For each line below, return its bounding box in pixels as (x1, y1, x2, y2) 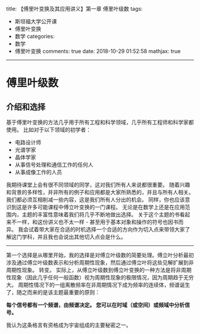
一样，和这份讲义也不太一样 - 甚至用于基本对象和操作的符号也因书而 (16, 218, 184, 225)
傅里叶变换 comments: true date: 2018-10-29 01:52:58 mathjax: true (14, 48, 181, 55)
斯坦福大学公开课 (14, 18, 57, 25)
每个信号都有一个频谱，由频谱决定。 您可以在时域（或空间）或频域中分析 (6, 301, 185, 308)
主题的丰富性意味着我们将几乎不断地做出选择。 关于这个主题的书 (21, 211, 180, 218)
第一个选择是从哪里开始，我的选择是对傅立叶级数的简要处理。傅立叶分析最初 (6, 252, 194, 258)
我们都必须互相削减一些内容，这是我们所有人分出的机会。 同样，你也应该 (6, 196, 185, 203)
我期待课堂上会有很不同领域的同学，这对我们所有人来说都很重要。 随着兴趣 (6, 181, 190, 188)
